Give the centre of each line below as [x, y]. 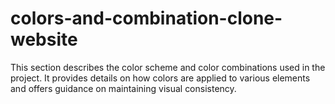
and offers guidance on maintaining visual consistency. [123, 88]
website [44, 39]
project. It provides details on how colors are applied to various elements [160, 78]
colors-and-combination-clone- [146, 18]
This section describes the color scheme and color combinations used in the [168, 67]
